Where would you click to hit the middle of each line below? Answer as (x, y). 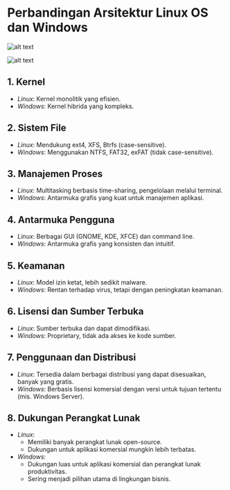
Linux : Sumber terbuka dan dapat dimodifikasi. (84, 328)
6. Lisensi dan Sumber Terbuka (76, 311)
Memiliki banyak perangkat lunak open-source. (95, 442)
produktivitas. (47, 472)
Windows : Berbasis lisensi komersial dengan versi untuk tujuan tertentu (119, 389)
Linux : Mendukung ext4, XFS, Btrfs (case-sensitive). (92, 144)
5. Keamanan (36, 265)
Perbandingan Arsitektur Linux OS (108, 13)
